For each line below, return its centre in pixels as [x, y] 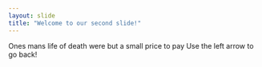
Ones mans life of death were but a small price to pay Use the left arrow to [131, 45]
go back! [23, 54]
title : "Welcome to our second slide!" [75, 23]
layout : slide [32, 16]
